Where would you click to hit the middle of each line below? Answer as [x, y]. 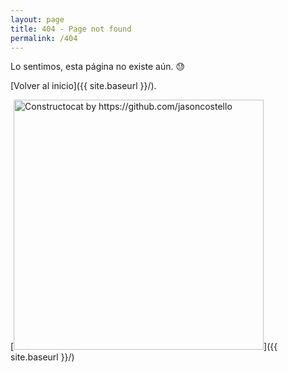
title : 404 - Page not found [71, 29]
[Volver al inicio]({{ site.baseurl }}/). [83, 86]
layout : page [37, 19]
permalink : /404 [44, 38]
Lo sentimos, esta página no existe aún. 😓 [98, 67]
